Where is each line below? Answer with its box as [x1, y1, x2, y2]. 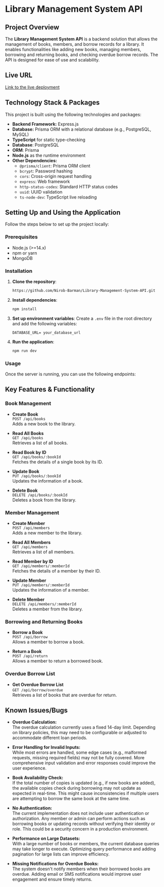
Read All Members [12, 539, 51, 545]
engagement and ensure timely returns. [12, 876, 92, 883]
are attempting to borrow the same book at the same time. [12, 796, 130, 801]
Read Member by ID [12, 558, 54, 564]
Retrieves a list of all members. [12, 549, 75, 555]
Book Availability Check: [12, 775, 64, 781]
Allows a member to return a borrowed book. [12, 658, 103, 664]
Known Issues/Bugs [5, 706, 68, 715]
